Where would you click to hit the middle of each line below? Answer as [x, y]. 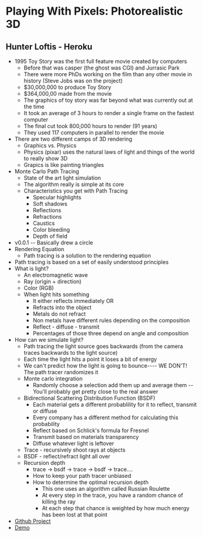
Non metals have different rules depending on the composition [111, 320]
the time [34, 107]
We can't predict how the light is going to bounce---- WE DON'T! [105, 366]
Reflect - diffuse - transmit [66, 327]
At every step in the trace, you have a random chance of [112, 495]
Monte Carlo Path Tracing [47, 171]
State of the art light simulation [62, 178]
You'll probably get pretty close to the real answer [95, 392]
